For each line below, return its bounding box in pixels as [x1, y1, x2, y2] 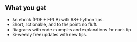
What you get [5, 4, 47, 12]
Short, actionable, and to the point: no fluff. [12, 21, 98, 27]
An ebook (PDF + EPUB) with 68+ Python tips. [12, 16, 104, 22]
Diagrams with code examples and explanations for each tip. [12, 26, 133, 32]
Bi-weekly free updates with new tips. [12, 31, 88, 37]
